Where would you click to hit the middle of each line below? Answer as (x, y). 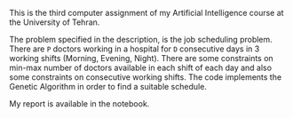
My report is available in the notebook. (79, 104)
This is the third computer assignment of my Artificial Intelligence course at (146, 13)
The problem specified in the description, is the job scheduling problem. (141, 39)
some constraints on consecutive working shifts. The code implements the (146, 77)
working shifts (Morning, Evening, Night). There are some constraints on (141, 58)
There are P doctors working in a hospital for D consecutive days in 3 (135, 49)
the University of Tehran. (55, 22)
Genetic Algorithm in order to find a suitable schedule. (108, 87)
